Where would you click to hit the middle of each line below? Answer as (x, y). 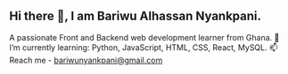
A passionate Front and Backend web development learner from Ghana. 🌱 (144, 37)
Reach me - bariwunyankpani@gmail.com (86, 60)
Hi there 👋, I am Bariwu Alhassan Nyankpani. (135, 16)
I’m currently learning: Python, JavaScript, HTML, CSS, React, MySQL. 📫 (144, 47)
